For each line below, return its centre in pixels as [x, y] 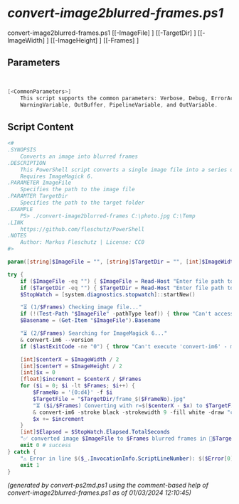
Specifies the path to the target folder [82, 203]
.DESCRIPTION [27, 163]
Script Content [41, 127]
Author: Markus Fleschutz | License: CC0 [82, 242]
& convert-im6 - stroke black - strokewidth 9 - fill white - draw [128, 412]
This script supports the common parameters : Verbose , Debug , [114, 98]
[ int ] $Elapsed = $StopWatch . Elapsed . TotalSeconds [95, 432]
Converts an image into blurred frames [79, 156]
